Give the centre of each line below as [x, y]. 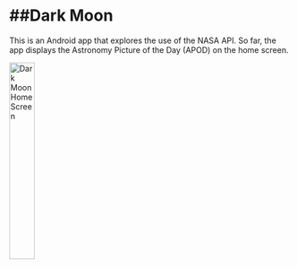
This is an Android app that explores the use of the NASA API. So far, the [143, 40]
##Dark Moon [61, 16]
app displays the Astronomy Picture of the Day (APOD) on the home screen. [149, 49]
